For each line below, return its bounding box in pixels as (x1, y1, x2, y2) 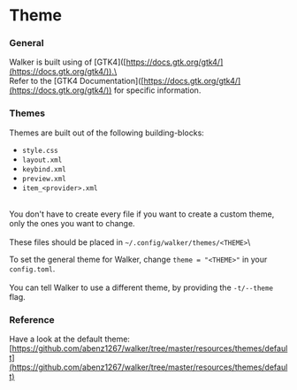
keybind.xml (21, 164, 66, 173)
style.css (21, 146, 59, 155)
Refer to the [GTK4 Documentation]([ (9, 76, 144, 87)
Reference (9, 313, 55, 325)
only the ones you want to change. (9, 218, 135, 228)
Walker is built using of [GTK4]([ (9, 57, 126, 67)
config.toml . (9, 263, 56, 274)
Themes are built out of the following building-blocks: (9, 127, 205, 138)
